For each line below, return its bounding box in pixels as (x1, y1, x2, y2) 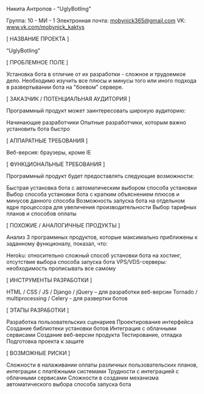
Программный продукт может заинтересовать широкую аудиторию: (6, 107, 186, 114)
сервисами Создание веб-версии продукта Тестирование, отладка (6, 331, 182, 338)
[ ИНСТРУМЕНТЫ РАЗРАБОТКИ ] (6, 277, 93, 283)
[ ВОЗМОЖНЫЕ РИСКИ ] (6, 350, 71, 356)
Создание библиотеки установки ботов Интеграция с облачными (6, 325, 177, 332)
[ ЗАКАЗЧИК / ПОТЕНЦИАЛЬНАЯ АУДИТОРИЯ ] (6, 95, 131, 102)
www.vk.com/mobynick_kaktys (6, 24, 85, 30)
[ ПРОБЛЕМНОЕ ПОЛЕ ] (6, 59, 69, 66)
